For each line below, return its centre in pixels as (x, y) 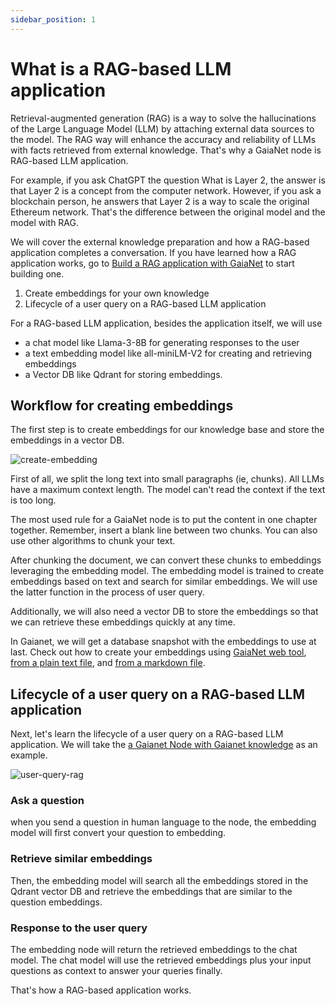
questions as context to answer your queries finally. (116, 971)
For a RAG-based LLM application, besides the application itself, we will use (166, 323)
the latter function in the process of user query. (107, 592)
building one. (37, 273)
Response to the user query (79, 928)
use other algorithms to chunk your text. (93, 541)
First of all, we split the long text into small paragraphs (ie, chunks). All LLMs (167, 479)
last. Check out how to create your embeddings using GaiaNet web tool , (158, 652)
